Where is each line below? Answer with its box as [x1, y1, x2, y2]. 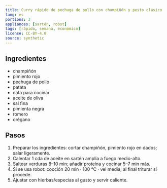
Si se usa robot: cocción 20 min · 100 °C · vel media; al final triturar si [12, 166, 157, 172]
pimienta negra [12, 105, 45, 111]
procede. [12, 171, 32, 177]
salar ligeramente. [12, 150, 51, 156]
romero [12, 111, 28, 117]
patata [12, 84, 26, 90]
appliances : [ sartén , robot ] [5, 21, 67, 27]
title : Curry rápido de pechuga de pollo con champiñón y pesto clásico [5, 7, 162, 13]
